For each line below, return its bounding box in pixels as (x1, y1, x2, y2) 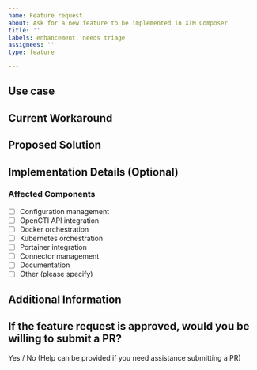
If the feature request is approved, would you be (8, 319, 250, 333)
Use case (8, 85, 55, 98)
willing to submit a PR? (8, 332, 123, 345)
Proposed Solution (8, 138, 101, 152)
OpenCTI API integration (19, 215, 100, 225)
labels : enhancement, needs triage (8, 33, 126, 42)
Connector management (19, 251, 100, 261)
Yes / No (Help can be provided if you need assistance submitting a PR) (8, 353, 241, 362)
